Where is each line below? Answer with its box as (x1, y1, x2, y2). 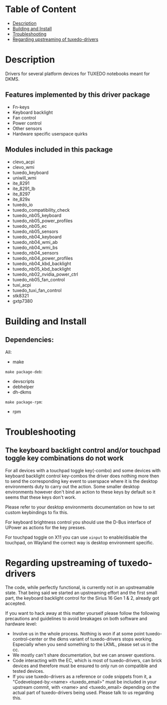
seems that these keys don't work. (5, 494, 77, 500)
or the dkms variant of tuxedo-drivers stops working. (43, 636, 153, 642)
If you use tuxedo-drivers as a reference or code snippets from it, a (12, 674, 152, 680)
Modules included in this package (5, 145, 113, 154)
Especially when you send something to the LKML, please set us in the (12, 642, 158, 648)
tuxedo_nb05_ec (12, 223, 47, 229)
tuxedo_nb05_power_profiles (12, 218, 73, 224)
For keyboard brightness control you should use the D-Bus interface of (5, 519, 151, 525)
